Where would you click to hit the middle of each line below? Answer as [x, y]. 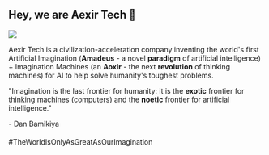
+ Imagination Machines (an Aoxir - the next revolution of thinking [120, 66]
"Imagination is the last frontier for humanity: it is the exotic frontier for [126, 90]
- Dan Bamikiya [34, 124]
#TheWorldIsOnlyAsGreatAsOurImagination [81, 142]
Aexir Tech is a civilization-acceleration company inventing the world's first [134, 49]
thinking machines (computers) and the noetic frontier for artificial [119, 99]
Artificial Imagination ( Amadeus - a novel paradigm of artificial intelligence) [135, 58]
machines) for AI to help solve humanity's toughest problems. [111, 75]
